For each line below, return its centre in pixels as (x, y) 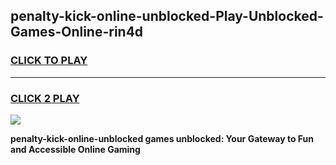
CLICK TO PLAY (49, 61)
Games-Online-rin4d (77, 32)
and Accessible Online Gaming (75, 149)
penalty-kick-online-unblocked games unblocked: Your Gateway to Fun (162, 138)
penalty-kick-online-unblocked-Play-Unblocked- (167, 16)
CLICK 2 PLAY (45, 98)
